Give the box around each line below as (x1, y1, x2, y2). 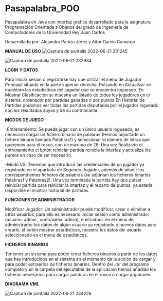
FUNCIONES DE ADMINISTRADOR (5, 196, 75, 202)
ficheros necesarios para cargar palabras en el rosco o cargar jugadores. (5, 271, 152, 277)
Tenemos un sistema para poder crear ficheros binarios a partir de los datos (5, 251, 158, 257)
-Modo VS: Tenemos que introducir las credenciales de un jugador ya (5, 161, 145, 167)
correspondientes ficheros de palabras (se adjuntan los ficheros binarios (5, 172, 151, 177)
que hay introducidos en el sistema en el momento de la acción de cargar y (5, 256, 156, 262)
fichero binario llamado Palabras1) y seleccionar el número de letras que (5, 137, 150, 142)
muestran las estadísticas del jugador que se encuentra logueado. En (5, 87, 144, 92)
